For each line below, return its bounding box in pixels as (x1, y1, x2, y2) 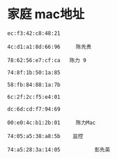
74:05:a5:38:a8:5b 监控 (7, 132, 84, 139)
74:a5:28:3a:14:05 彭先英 (7, 146, 111, 153)
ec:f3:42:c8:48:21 (7, 29, 61, 37)
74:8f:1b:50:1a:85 (7, 69, 61, 76)
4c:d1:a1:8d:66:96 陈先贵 (7, 43, 92, 50)
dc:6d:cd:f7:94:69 (7, 105, 61, 112)
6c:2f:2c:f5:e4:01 (7, 93, 61, 100)
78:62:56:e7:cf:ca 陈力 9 (7, 56, 87, 63)
